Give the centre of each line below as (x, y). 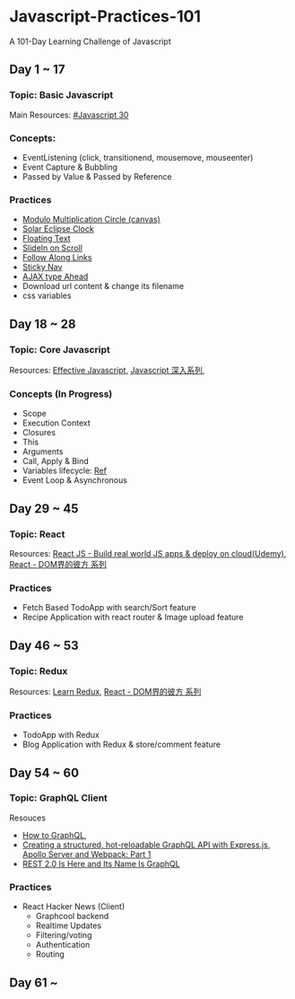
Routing (50, 954)
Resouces (28, 818)
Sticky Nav (42, 267)
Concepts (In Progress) (61, 394)
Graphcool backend (72, 916)
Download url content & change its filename (103, 286)
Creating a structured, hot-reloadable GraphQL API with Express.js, (146, 845)
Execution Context (56, 423)
